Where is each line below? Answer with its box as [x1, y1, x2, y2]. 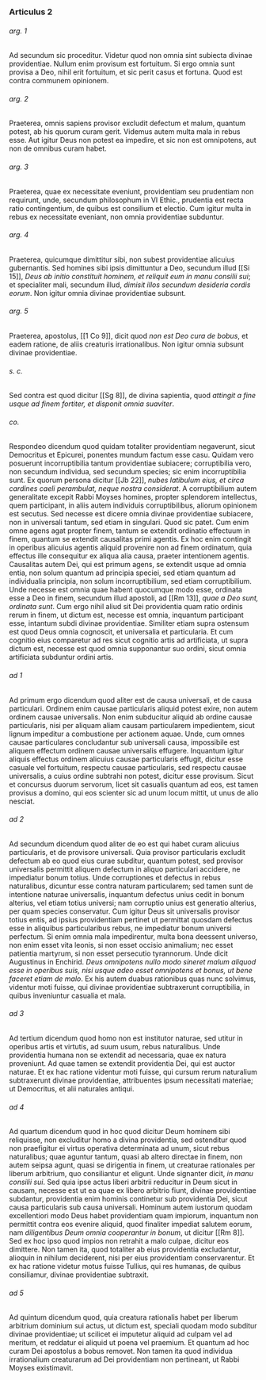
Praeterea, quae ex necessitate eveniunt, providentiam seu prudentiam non [9, 186, 254, 196]
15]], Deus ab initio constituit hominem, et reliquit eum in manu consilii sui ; [9, 271, 251, 281]
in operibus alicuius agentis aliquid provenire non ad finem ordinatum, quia [9, 542, 253, 553]
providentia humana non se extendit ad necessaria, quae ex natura [9, 1050, 226, 1060]
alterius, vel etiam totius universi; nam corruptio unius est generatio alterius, [9, 898, 256, 907]
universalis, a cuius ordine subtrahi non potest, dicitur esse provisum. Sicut [9, 771, 254, 780]
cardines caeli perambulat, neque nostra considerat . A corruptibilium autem [9, 484, 257, 493]
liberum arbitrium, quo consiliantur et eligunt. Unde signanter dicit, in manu [9, 1169, 254, 1179]
